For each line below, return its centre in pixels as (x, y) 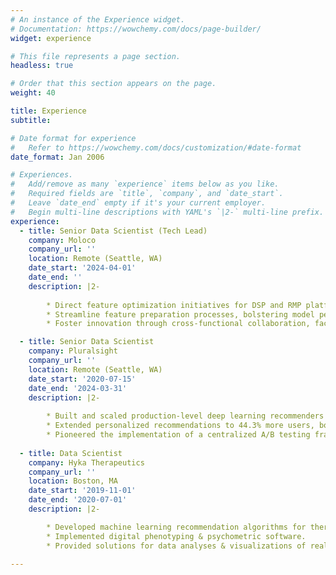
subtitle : (31, 120)
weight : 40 (33, 93)
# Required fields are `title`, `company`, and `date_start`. (147, 194)
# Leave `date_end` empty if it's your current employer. (138, 203)
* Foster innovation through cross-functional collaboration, (178, 324)
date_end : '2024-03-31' (78, 388)
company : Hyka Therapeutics (86, 462)
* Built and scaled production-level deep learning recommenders (185, 416)
